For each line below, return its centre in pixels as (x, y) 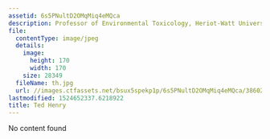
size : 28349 (43, 76)
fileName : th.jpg (45, 83)
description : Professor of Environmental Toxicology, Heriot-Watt (122, 23)
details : (30, 46)
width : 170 (48, 68)
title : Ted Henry (37, 105)
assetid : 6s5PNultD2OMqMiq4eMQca (64, 16)
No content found (37, 129)
